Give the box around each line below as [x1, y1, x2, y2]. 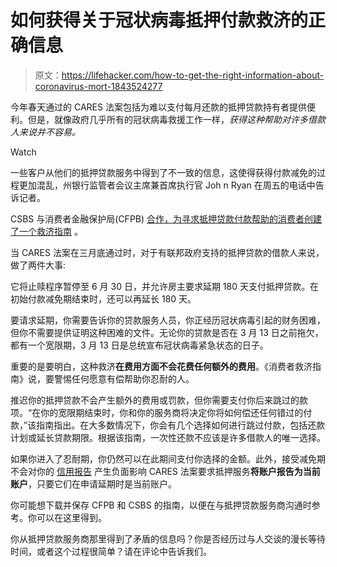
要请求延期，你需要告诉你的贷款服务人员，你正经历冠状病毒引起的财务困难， [10, 314, 326, 326]
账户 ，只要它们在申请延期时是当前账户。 [10, 477, 177, 490]
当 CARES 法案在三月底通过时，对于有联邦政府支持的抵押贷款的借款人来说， [10, 246, 325, 258]
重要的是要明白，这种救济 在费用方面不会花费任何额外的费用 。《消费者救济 [10, 360, 313, 372]
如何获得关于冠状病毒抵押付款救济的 [10, 9, 309, 32]
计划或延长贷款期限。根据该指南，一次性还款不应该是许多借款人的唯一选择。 [10, 431, 326, 443]
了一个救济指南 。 [10, 225, 83, 237]
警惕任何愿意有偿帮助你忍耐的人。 [53, 372, 195, 385]
